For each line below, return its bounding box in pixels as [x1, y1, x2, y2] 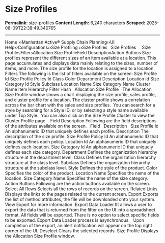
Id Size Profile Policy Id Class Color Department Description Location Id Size [5, 75, 160, 82]
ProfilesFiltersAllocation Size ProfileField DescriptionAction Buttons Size [5, 49, 151, 55]
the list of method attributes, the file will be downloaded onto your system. [5, 196, 156, 202]
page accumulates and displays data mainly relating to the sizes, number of [5, 60, 158, 66]
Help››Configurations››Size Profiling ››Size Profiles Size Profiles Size [5, 44, 151, 50]
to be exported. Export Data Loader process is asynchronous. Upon [5, 217, 144, 223]
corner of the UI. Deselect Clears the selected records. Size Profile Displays [5, 228, 159, 234]
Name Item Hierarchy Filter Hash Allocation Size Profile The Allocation [5, 86, 152, 92]
